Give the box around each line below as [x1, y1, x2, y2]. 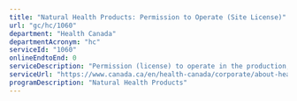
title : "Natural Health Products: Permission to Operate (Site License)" [9, 12, 287, 22]
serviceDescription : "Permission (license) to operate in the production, [9, 62, 291, 71]
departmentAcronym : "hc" [9, 37, 101, 47]
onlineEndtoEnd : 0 [9, 54, 77, 62]
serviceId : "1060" [9, 46, 77, 54]
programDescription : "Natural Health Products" [9, 78, 188, 87]
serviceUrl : [9, 70, 53, 79]
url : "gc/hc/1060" [9, 21, 77, 30]
